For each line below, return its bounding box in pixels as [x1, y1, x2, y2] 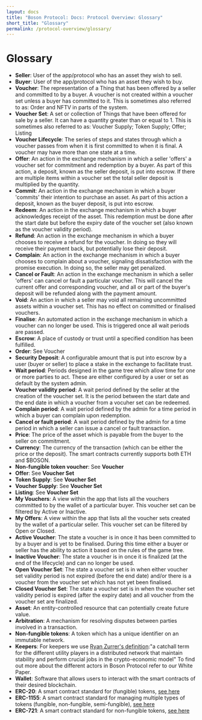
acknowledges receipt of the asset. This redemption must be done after [14, 213, 194, 220]
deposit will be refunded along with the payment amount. [14, 290, 157, 297]
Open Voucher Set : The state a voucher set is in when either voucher [14, 566, 188, 573]
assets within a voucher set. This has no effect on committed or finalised [14, 303, 196, 310]
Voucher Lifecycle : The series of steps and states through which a [14, 136, 182, 143]
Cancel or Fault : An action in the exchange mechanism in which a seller [14, 271, 194, 278]
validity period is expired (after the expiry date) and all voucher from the [14, 591, 194, 599]
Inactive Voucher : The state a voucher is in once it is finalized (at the [14, 553, 187, 561]
